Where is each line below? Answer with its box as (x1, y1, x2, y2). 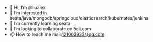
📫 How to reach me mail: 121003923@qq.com (9, 31, 105, 37)
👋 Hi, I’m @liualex (9, 5, 46, 10)
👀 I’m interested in (9, 10, 47, 16)
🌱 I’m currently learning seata (9, 20, 71, 26)
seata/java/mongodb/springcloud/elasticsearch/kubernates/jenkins (9, 15, 149, 21)
